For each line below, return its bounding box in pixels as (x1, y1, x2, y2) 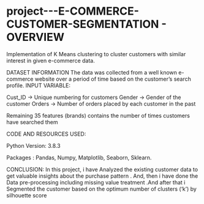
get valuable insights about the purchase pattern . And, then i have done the (6, 172, 198, 180)
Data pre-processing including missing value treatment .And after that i (6, 178, 186, 186)
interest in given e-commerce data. (6, 57, 95, 64)
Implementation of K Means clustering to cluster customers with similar (6, 50, 186, 57)
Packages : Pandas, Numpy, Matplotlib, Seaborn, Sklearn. (6, 154, 152, 161)
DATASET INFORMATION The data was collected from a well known (6, 68, 178, 76)
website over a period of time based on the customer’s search (34, 75, 192, 82)
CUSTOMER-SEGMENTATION (6, 17, 159, 31)
